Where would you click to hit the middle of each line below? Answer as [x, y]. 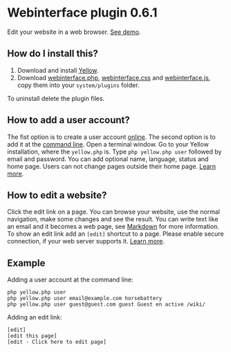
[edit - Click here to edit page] [57, 342]
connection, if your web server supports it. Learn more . [86, 241]
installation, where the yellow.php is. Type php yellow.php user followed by [114, 151]
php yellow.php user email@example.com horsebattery [85, 299]
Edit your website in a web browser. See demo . [74, 32]
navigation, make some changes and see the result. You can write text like [113, 219]
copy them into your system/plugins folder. [78, 85]
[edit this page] [32, 336]
